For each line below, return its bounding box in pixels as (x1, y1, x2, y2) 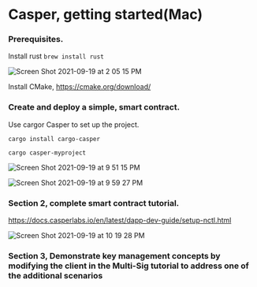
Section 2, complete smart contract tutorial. (8, 197, 180, 208)
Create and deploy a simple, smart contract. (8, 102, 180, 113)
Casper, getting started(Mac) (8, 6, 203, 24)
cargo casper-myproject (8, 148, 87, 157)
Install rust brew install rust (8, 51, 104, 61)
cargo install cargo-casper (8, 135, 101, 143)
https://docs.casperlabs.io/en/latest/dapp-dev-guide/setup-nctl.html (8, 215, 232, 225)
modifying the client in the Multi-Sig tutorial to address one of (8, 260, 250, 271)
